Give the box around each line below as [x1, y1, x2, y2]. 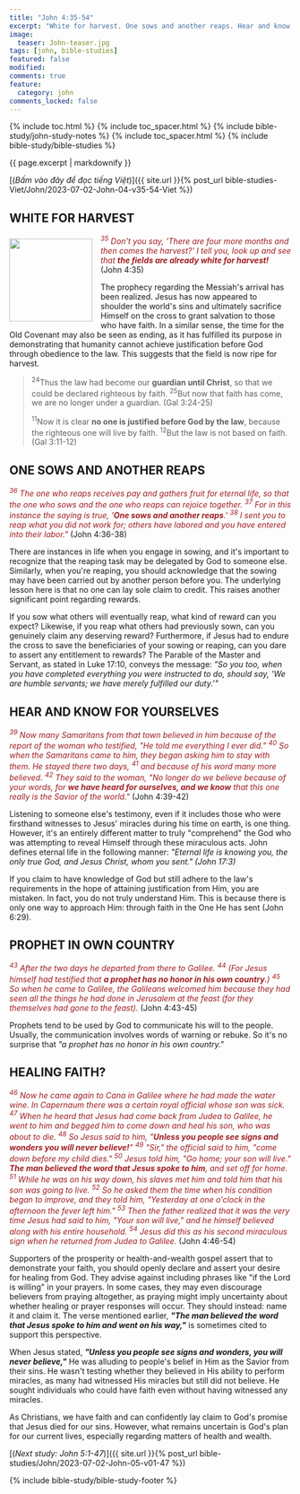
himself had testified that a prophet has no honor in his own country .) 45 [9, 972, 280, 985]
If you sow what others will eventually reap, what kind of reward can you [9, 612, 277, 622]
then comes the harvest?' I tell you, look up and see [100, 245, 292, 256]
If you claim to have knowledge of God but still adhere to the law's [9, 873, 253, 884]
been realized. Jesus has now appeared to [100, 291, 258, 301]
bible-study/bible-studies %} [9, 140, 116, 151]
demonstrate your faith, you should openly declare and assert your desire [9, 1262, 280, 1273]
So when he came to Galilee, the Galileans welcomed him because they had [9, 983, 291, 994]
